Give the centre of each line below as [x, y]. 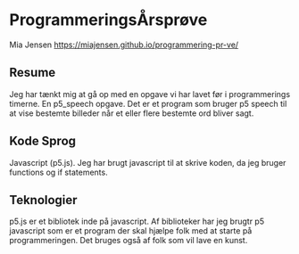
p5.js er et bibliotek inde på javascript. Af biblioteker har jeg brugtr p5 [137, 221]
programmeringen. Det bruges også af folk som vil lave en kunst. [129, 241]
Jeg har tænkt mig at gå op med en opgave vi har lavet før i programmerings [150, 94]
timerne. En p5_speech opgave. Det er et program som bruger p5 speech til [148, 103]
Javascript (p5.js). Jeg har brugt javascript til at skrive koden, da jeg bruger [148, 162]
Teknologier [43, 200]
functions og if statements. [59, 172]
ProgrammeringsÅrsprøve [108, 20]
